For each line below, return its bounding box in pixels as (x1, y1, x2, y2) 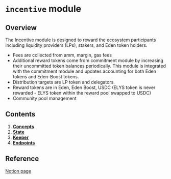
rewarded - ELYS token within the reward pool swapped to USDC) (12, 90, 152, 96)
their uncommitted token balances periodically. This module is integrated (12, 63, 166, 69)
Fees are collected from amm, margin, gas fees (12, 52, 112, 58)
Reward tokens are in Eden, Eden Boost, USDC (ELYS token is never (12, 84, 156, 91)
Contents (5, 110, 36, 118)
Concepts (12, 123, 34, 130)
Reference (5, 155, 39, 163)
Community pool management (12, 95, 77, 101)
